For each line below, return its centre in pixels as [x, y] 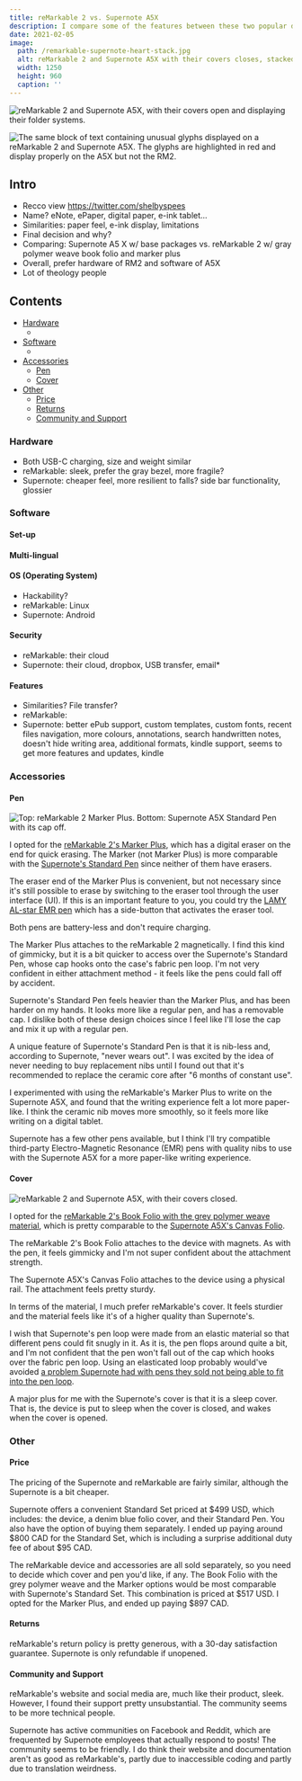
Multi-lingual [34, 555]
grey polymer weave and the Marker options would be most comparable [143, 1584]
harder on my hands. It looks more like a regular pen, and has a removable [147, 1010]
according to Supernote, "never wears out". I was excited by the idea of [142, 1056]
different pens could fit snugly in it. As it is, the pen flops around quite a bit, [148, 1343]
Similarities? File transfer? [70, 706]
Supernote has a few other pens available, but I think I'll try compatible [140, 1139]
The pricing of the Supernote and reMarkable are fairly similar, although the [149, 1482]
